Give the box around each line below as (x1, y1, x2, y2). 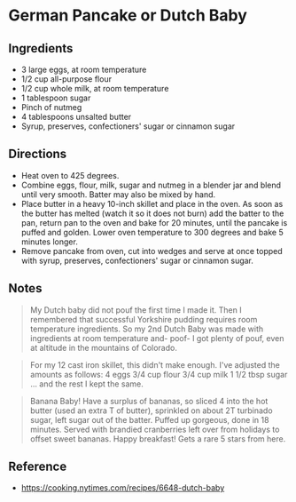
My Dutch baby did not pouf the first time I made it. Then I (29, 304, 242, 315)
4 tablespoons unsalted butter (20, 112, 132, 122)
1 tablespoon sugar (20, 92, 91, 103)
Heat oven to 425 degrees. (20, 170, 120, 180)
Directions (8, 147, 67, 162)
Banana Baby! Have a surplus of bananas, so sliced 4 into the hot (29, 395, 269, 406)
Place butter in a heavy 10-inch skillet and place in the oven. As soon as (20, 198, 284, 209)
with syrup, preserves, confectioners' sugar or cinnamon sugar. (20, 255, 254, 266)
